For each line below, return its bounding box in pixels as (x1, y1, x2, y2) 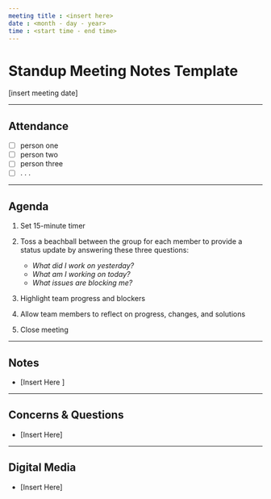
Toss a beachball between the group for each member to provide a (19, 237, 243, 246)
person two (19, 150, 59, 160)
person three (19, 159, 63, 169)
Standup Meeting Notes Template (8, 61, 239, 80)
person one (19, 140, 59, 150)
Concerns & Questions (8, 409, 124, 422)
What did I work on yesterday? (31, 261, 135, 270)
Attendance (8, 119, 69, 133)
